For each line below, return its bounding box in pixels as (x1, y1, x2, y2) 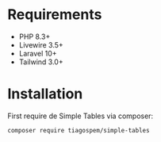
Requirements (7, 6, 102, 24)
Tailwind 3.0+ (18, 57, 64, 67)
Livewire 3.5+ (18, 40, 64, 49)
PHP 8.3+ (18, 32, 51, 41)
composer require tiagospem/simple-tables (7, 126, 150, 134)
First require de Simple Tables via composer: (7, 111, 154, 121)
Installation (7, 85, 83, 103)
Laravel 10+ (18, 48, 57, 58)
